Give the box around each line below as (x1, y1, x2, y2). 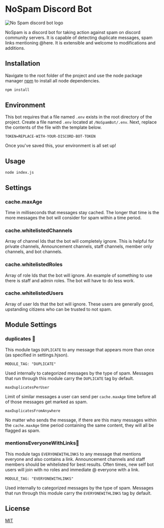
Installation (5, 59, 40, 68)
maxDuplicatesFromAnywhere (5, 408, 61, 413)
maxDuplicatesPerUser (5, 385, 50, 390)
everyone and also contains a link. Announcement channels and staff (5, 456, 145, 462)
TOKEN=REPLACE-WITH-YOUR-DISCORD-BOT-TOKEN (5, 134, 96, 139)
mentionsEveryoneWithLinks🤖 (5, 440, 80, 447)
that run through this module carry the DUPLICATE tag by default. (5, 375, 134, 381)
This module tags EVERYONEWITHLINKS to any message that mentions (5, 451, 141, 457)
